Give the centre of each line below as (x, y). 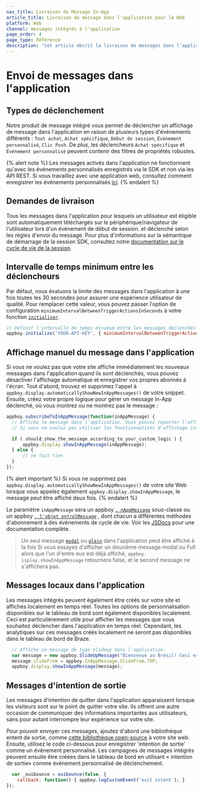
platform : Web (24, 23)
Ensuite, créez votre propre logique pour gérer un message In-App (89, 399)
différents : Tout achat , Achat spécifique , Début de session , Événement (94, 138)
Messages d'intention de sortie (66, 685)
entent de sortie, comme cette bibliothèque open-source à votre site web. (98, 738)
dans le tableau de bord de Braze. (48, 638)
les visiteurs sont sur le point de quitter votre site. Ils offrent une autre (93, 707)
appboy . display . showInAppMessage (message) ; (67, 667)
